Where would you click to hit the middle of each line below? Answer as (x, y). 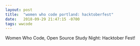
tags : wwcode (19, 24)
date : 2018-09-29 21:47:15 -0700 (43, 19)
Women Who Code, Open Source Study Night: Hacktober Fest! (70, 38)
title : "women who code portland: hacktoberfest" (59, 14)
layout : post (19, 10)
